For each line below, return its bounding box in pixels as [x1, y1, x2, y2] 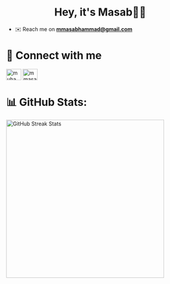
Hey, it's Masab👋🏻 [54, 5, 147, 19]
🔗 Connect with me [6, 49, 102, 62]
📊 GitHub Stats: [6, 96, 88, 109]
